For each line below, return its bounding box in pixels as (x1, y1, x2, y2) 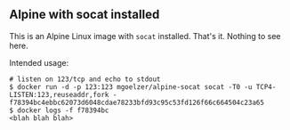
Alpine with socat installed (9, 7, 160, 22)
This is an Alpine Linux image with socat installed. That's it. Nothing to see (9, 30, 281, 41)
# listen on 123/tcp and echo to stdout (9, 75, 162, 84)
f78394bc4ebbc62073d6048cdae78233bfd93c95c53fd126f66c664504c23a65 (9, 98, 265, 107)
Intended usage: (9, 57, 69, 68)
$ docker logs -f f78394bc (9, 106, 109, 115)
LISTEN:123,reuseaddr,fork (9, 90, 109, 99)
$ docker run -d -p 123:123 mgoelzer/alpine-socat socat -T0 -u (9, 82, 253, 92)
